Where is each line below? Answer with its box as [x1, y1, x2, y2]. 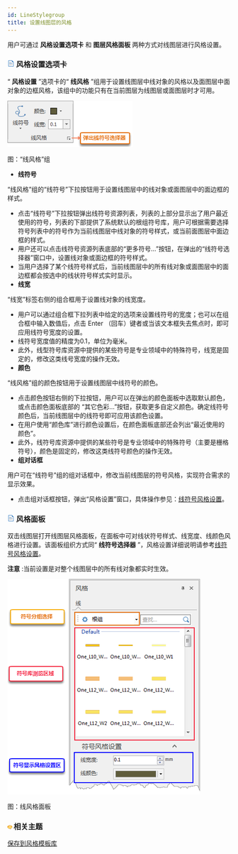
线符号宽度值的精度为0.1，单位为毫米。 [17, 336, 131, 345]
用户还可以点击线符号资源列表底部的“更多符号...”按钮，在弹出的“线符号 [17, 244, 224, 253]
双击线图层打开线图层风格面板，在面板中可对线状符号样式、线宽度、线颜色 [7, 532, 225, 540]
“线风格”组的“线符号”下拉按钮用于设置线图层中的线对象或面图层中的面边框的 [7, 185, 229, 193]
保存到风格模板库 [7, 839, 57, 848]
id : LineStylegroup [7, 11, 65, 18]
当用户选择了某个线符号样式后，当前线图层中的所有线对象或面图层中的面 [17, 262, 229, 270]
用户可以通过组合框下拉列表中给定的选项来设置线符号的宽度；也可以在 [17, 310, 223, 319]
